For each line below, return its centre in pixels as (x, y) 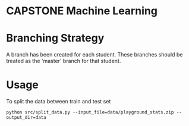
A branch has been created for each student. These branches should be (94, 55)
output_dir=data (26, 118)
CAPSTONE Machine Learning (82, 11)
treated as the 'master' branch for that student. (64, 61)
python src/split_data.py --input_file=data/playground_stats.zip (90, 112)
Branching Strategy (55, 38)
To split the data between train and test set (59, 102)
